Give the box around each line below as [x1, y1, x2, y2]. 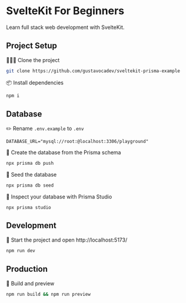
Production [6, 264, 48, 274]
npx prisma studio [6, 205, 51, 211]
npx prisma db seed [6, 183, 54, 188]
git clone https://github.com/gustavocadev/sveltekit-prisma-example [6, 68, 181, 74]
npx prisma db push [6, 161, 54, 167]
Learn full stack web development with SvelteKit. [6, 24, 125, 31]
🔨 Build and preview [6, 279, 55, 287]
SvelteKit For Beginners [6, 4, 125, 18]
